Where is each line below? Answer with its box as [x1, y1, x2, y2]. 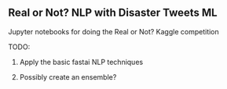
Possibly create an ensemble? [19, 72, 117, 81]
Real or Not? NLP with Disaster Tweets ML [8, 6, 218, 20]
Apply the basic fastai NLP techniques [19, 57, 144, 66]
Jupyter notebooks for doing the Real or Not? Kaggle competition [8, 27, 220, 36]
